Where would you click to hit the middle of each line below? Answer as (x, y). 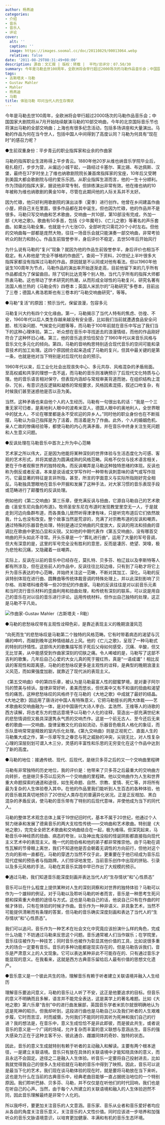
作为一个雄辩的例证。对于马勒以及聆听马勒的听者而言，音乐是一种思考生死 (80, 894)
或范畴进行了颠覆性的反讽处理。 (37, 490)
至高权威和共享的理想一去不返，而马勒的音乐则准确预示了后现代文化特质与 (80, 373)
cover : (12, 37)
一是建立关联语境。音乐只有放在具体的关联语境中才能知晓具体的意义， (84, 1052)
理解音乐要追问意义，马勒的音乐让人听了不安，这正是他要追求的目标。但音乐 (82, 992)
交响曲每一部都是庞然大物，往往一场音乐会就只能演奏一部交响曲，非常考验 (84, 233)
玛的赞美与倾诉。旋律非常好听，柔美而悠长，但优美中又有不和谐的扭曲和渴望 (82, 688)
